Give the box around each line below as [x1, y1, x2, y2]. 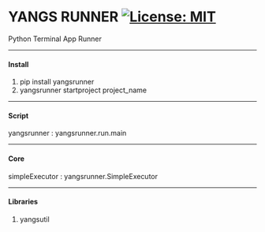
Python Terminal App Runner [8, 34, 103, 43]
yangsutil [19, 214, 50, 224]
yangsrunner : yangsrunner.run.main [8, 129, 127, 138]
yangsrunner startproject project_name [19, 85, 147, 95]
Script [8, 110, 29, 120]
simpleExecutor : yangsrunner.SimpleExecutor [8, 171, 159, 181]
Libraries [8, 197, 38, 207]
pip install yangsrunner [19, 77, 95, 87]
